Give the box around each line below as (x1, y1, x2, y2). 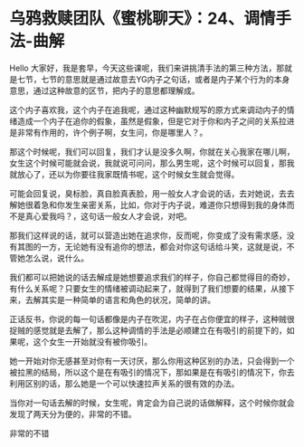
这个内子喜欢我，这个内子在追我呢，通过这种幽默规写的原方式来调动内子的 (9, 104, 287, 115)
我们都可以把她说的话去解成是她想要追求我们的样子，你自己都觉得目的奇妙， (9, 271, 295, 282)
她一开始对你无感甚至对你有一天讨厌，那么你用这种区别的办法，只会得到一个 (9, 355, 295, 366)
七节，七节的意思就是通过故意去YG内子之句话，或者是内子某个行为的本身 (16, 73, 290, 84)
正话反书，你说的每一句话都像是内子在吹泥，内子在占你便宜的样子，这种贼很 (9, 313, 295, 324)
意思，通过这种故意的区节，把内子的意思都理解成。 (9, 85, 200, 96)
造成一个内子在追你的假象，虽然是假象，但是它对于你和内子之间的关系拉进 (16, 115, 295, 127)
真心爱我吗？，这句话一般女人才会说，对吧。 (24, 210, 192, 222)
